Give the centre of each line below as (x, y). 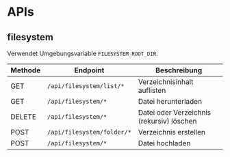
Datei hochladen (164, 143)
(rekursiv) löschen (167, 121)
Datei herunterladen (170, 101)
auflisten (152, 90)
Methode (26, 70)
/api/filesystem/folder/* (89, 132)
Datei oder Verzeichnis (175, 112)
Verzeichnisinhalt (166, 82)
